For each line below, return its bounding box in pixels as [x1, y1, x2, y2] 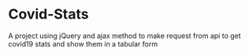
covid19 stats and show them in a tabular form [8, 39, 158, 48]
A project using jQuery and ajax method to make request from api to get [8, 31, 242, 40]
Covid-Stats [8, 5, 89, 23]
